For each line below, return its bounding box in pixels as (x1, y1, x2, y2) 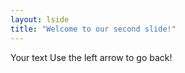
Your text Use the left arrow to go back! (10, 51, 173, 63)
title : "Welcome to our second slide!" (10, 24, 177, 34)
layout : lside (10, 14, 70, 25)
